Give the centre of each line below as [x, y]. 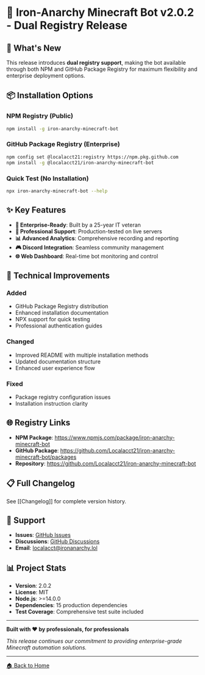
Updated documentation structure [58, 361]
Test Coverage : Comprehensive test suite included [79, 612]
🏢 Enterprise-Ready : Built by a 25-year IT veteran [78, 225]
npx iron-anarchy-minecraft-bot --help [57, 191]
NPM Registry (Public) [40, 116]
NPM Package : [34, 437]
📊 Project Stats [36, 568]
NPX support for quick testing [52, 319]
